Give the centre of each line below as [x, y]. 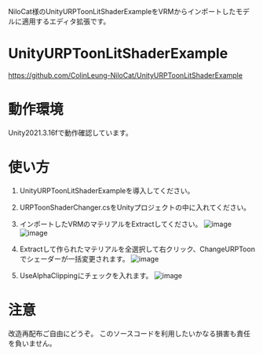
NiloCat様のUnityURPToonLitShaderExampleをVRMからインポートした [122, 11]
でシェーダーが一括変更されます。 [74, 258]
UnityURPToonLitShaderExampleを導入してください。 [107, 190]
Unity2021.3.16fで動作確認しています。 [70, 133]
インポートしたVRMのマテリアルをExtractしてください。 [111, 224]
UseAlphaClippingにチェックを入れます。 [86, 275]
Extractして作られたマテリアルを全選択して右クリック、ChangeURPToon [137, 249]
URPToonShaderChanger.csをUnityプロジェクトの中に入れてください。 [135, 207]
